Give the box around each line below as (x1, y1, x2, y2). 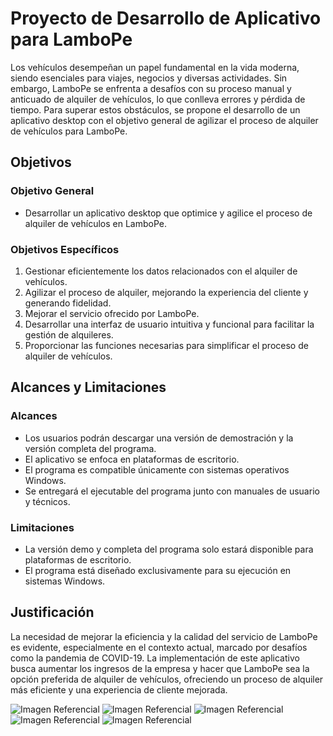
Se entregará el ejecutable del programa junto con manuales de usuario (24, 485, 320, 497)
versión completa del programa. (24, 442, 157, 454)
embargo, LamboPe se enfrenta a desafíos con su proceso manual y (10, 82, 292, 94)
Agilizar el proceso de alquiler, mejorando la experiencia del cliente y (24, 286, 309, 298)
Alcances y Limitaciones (10, 379, 167, 396)
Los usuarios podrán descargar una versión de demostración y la (24, 432, 294, 444)
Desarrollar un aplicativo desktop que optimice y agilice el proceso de (24, 207, 313, 219)
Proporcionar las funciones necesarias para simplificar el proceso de (24, 339, 309, 351)
